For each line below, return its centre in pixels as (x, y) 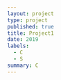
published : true (31, 26)
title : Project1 (31, 33)
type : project (28, 20)
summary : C (23, 65)
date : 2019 (23, 40)
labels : (18, 46)
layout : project (31, 14)
